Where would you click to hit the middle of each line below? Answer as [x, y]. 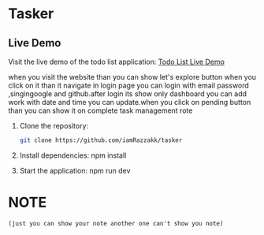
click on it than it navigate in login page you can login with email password [129, 85]
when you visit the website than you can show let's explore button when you [132, 77]
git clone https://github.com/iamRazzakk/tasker [101, 140]
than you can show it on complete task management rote [100, 110]
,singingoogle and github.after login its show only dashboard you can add [127, 94]
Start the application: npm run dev [75, 170]
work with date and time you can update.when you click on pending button [130, 102]
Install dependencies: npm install [73, 155]
